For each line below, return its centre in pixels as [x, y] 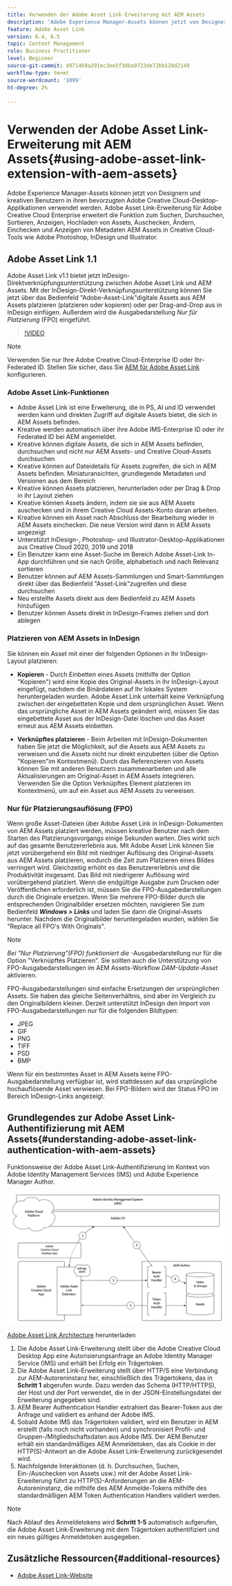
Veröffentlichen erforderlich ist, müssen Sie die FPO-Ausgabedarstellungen [114, 889]
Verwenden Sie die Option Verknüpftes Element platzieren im [104, 783]
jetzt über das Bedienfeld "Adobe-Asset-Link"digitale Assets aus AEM [106, 298]
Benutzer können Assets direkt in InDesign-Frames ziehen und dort [113, 613]
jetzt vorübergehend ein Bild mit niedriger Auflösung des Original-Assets [110, 852]
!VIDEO [34, 333]
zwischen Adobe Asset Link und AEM [158, 283]
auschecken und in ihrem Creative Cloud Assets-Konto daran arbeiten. [118, 510]
